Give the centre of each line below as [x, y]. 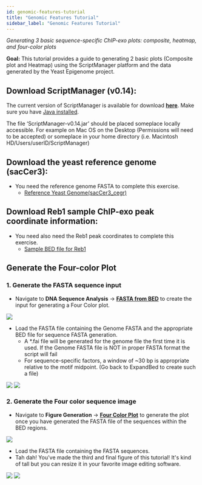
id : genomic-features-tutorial [46, 12]
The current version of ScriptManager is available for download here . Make [100, 105]
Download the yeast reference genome [81, 162]
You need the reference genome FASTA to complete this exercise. [97, 186]
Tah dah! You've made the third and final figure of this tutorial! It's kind [103, 457]
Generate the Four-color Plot [62, 268]
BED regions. [31, 428]
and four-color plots [31, 47]
